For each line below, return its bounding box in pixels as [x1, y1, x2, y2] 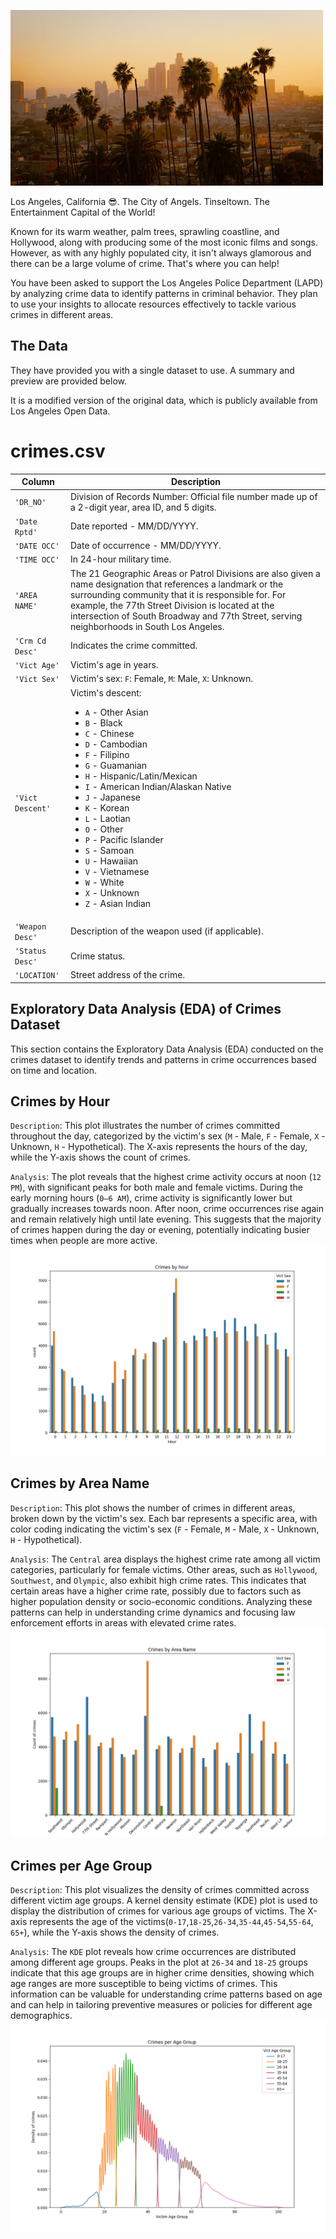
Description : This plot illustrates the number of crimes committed [10, 1120, 280, 1132]
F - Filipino [84, 748, 130, 760]
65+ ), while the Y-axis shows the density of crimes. [10, 1926, 220, 1939]
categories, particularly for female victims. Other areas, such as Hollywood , [10, 1563, 318, 1575]
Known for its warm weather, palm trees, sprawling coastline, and [10, 226, 280, 237]
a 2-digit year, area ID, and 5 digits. [69, 501, 217, 513]
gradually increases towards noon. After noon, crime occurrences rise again [10, 1203, 324, 1215]
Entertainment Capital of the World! [10, 206, 156, 218]
